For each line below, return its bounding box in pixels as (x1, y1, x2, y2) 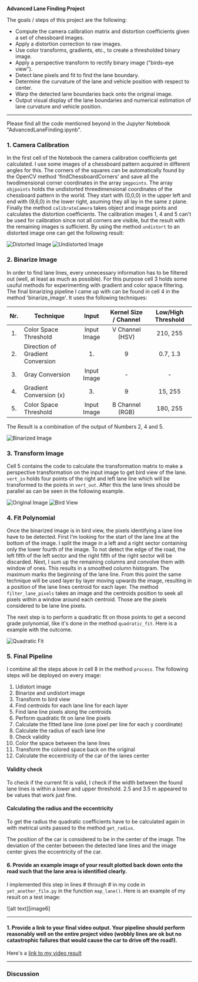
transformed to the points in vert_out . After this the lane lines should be (6, 481, 180, 488)
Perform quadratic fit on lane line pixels (15, 714, 111, 721)
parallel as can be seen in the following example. (6, 487, 125, 495)
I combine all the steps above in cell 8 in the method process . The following (6, 665, 189, 673)
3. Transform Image (6, 449, 64, 457)
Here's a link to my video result (6, 950, 82, 957)
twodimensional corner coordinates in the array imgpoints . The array (6, 179, 173, 186)
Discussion (6, 970, 40, 978)
